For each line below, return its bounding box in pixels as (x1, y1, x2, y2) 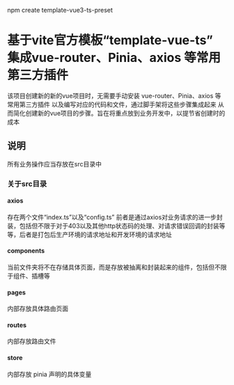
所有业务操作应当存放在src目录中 (7, 159, 102, 168)
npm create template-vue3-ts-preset (7, 6, 114, 14)
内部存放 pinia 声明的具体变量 (7, 370, 92, 378)
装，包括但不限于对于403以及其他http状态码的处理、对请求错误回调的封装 (7, 221, 219, 230)
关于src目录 (7, 179, 47, 189)
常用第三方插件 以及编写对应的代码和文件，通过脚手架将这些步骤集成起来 (7, 100, 217, 109)
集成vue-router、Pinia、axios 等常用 (7, 50, 221, 65)
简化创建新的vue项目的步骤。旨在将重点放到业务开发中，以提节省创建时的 (13, 109, 226, 117)
